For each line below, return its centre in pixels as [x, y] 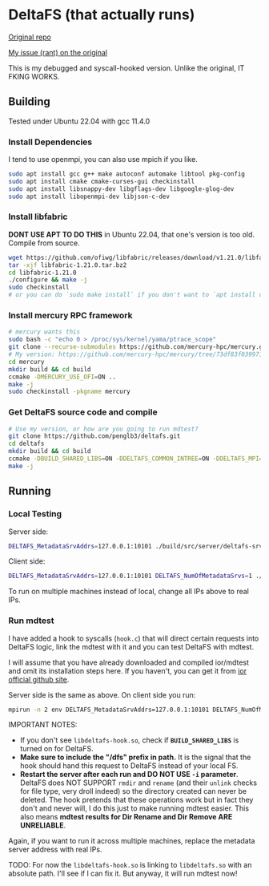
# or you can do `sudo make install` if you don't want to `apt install [132, 295]
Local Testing [35, 514]
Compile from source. [44, 243]
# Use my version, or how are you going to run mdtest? [103, 429]
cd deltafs [26, 444]
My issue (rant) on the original [58, 52]
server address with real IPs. [55, 850]
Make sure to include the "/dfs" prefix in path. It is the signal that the [135, 757]
